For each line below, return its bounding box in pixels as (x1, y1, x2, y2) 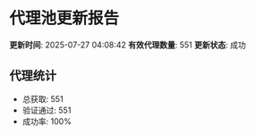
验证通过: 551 (21, 105, 72, 115)
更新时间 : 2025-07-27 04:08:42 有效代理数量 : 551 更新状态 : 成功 (9, 39, 246, 50)
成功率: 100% (21, 115, 72, 126)
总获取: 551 (21, 93, 64, 104)
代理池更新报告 (9, 8, 120, 29)
